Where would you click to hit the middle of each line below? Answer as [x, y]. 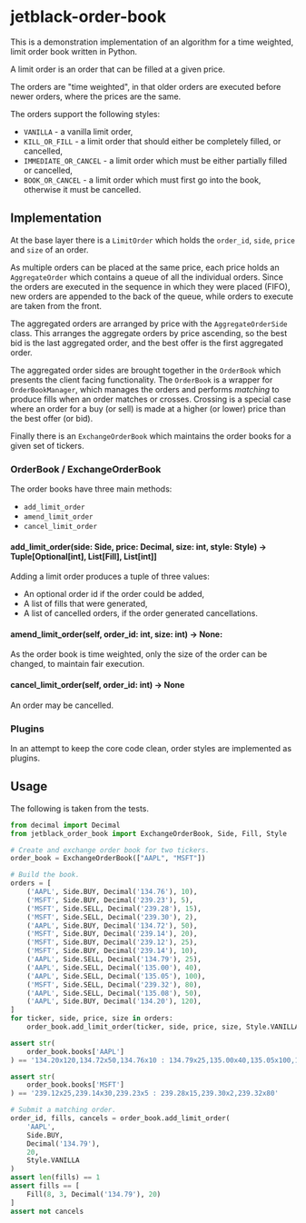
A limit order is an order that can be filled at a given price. [118, 69]
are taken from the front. [56, 305]
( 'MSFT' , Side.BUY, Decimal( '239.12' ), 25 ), [112, 942]
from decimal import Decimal [65, 825]
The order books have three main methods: [91, 489]
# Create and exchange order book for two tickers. [110, 850]
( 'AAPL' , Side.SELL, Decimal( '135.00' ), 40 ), [114, 968]
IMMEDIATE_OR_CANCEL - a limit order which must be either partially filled [155, 160]
